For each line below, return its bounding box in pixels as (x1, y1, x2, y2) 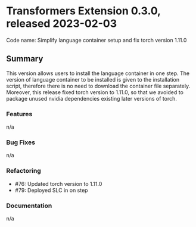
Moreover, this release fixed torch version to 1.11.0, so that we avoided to (6, 88, 183, 96)
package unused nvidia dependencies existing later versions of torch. (6, 95, 178, 102)
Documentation (6, 201, 52, 210)
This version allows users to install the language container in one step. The (6, 70, 189, 77)
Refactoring (6, 167, 42, 175)
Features (6, 110, 33, 118)
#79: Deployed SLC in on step (14, 186, 88, 194)
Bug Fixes (6, 138, 36, 147)
